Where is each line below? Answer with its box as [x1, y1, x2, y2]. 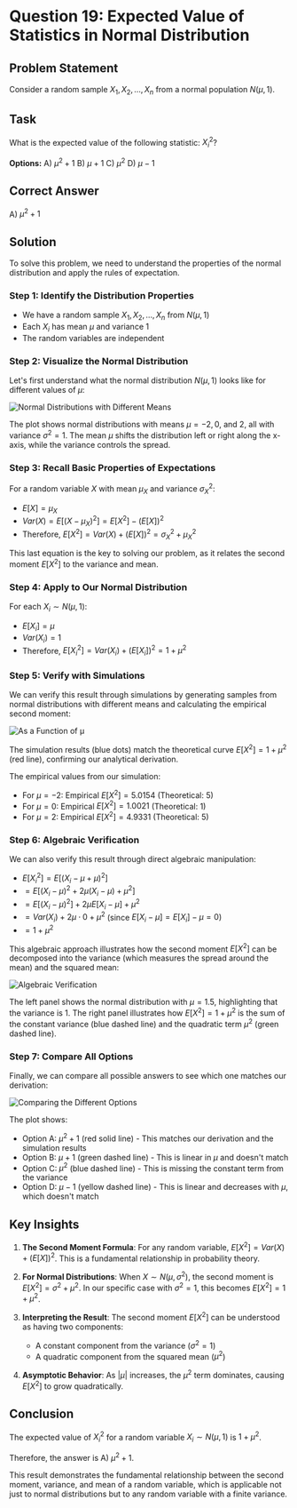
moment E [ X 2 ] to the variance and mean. [9, 557, 159, 570]
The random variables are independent [21, 332, 165, 343]
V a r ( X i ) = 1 [21, 632, 62, 645]
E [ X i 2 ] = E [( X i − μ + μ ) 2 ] [21, 871, 108, 885]
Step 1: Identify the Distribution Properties [9, 289, 195, 301]
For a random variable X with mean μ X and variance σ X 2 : [9, 482, 215, 496]
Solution [9, 234, 57, 250]
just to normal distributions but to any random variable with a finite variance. [9, 1488, 288, 1499]
